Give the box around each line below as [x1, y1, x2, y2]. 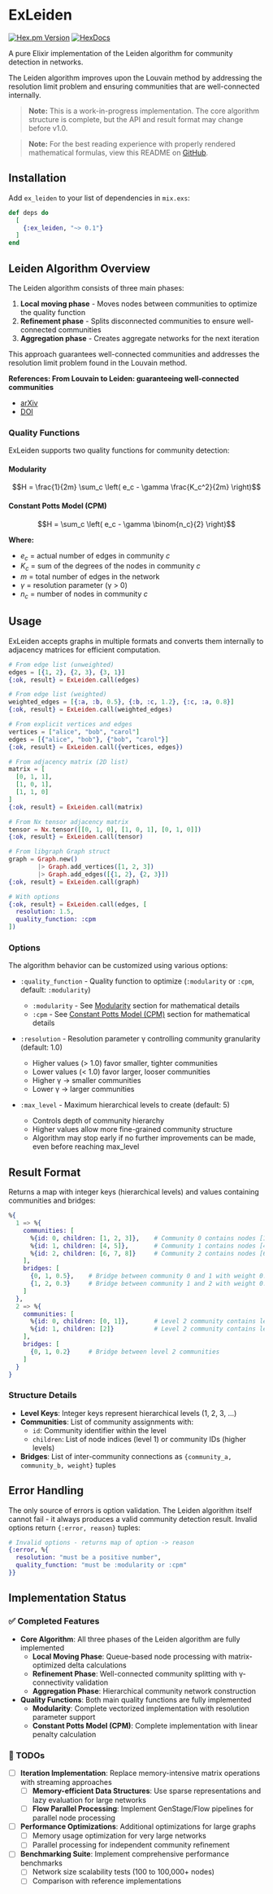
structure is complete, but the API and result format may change [28, 114, 244, 124]
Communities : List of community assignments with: [19, 1417, 193, 1427]
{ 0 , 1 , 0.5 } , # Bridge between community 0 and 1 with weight [29, 1272, 256, 1280]
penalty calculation [32, 1729, 97, 1739]
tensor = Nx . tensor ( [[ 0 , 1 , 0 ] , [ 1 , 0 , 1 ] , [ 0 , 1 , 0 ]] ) [8, 825, 201, 834]
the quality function [19, 307, 86, 317]
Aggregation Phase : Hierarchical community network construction [32, 1686, 257, 1695]
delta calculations [67, 1659, 128, 1670]
